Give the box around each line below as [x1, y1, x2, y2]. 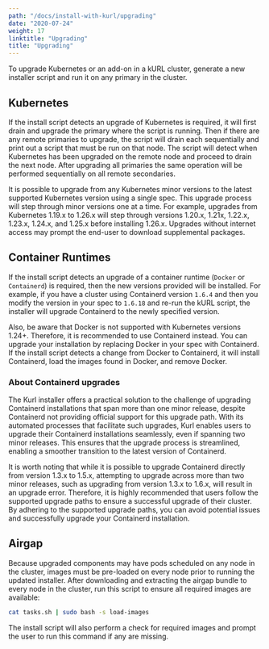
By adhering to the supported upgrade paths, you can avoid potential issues [8, 505, 260, 515]
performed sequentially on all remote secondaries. [8, 169, 176, 178]
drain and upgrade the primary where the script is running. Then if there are [8, 126, 260, 136]
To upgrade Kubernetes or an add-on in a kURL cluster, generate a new [8, 64, 246, 73]
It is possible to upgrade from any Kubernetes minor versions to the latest [8, 184, 252, 194]
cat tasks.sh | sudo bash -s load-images [8, 608, 150, 616]
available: [8, 592, 40, 602]
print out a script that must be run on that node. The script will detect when [8, 143, 258, 153]
